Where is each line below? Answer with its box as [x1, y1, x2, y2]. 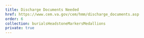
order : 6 [5, 16, 23, 21]
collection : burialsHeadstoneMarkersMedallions [5, 21, 106, 26]
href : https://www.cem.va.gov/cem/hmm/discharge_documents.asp [5, 12, 140, 17]
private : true [5, 26, 35, 31]
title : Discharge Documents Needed [5, 7, 79, 12]
